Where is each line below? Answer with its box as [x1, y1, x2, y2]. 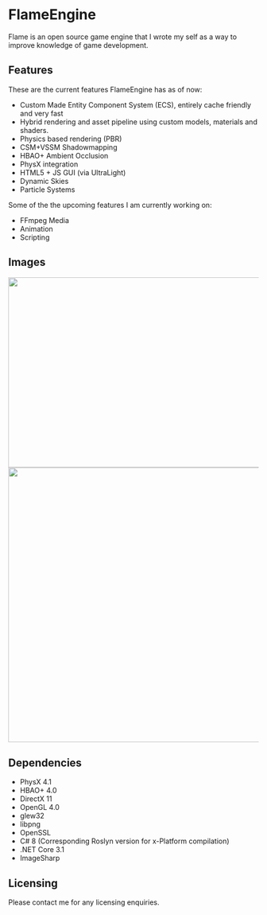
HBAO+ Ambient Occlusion [19, 151, 109, 160]
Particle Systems [19, 185, 75, 194]
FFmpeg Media [19, 215, 70, 225]
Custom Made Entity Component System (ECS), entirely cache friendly [19, 100, 252, 109]
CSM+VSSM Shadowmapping [19, 142, 118, 152]
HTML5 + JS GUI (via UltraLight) [19, 167, 126, 177]
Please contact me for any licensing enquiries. [8, 897, 160, 907]
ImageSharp [19, 854, 60, 863]
